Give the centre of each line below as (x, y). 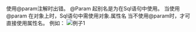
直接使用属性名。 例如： (36, 23)
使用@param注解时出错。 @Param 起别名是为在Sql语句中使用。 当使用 (93, 8)
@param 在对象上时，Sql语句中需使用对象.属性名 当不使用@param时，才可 (98, 16)
